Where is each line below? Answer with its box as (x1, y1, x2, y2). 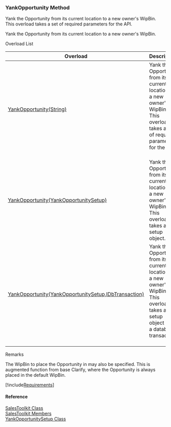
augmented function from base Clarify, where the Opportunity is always (5, 367, 156, 373)
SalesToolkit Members (5, 410, 52, 416)
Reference (5, 393, 28, 400)
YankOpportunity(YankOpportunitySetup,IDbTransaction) (8, 291, 145, 298)
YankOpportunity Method (5, 4, 70, 11)
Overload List (5, 41, 34, 47)
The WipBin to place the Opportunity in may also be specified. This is (5, 361, 151, 368)
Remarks (5, 351, 24, 357)
